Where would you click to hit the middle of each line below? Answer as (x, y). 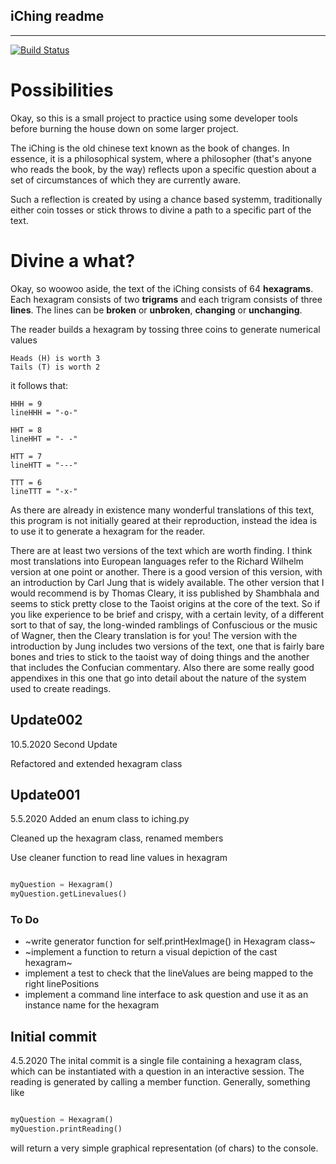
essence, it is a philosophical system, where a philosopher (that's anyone (161, 158)
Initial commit (53, 1036)
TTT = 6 (26, 482)
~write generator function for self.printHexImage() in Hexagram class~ (170, 941)
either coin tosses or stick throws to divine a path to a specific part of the (161, 210)
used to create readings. (61, 688)
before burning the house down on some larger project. (124, 128)
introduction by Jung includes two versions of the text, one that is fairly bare (167, 646)
